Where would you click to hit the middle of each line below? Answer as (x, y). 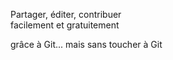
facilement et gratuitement (65, 25)
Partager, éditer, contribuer (66, 14)
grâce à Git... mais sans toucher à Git (86, 44)
